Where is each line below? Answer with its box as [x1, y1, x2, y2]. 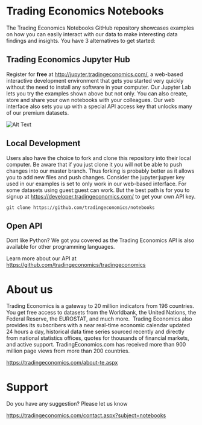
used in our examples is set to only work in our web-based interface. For [6, 180, 187, 187]
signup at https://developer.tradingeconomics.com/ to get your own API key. [6, 193, 196, 200]
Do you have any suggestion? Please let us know [6, 400, 128, 407]
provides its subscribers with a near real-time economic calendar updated [6, 322, 191, 329]
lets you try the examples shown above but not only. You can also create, [6, 89, 188, 97]
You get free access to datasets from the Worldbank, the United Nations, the [6, 309, 197, 316]
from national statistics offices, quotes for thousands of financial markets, [6, 334, 190, 342]
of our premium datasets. [6, 109, 69, 116]
